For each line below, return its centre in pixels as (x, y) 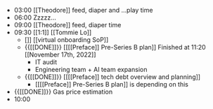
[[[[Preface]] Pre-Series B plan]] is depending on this (111, 84)
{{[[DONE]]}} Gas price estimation (63, 92)
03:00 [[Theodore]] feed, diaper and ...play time (83, 10)
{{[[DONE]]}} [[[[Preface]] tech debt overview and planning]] (112, 77)
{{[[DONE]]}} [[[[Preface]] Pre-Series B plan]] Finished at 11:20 (115, 47)
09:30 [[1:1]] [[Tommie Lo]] (53, 32)
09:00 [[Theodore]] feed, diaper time (67, 25)
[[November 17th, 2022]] (60, 54)
